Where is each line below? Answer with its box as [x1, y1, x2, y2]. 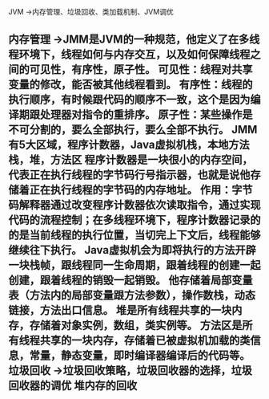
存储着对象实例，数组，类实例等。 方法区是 [29, 319, 243, 332]
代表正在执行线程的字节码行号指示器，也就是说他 [8, 168, 251, 182]
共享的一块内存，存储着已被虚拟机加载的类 [39, 334, 251, 348]
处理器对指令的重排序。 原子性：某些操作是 [39, 108, 253, 122]
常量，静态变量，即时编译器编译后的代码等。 [29, 348, 251, 363]
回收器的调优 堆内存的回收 [8, 379, 138, 393]
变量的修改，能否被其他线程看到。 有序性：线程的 [8, 78, 253, 92]
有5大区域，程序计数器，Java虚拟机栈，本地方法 [8, 138, 250, 152]
